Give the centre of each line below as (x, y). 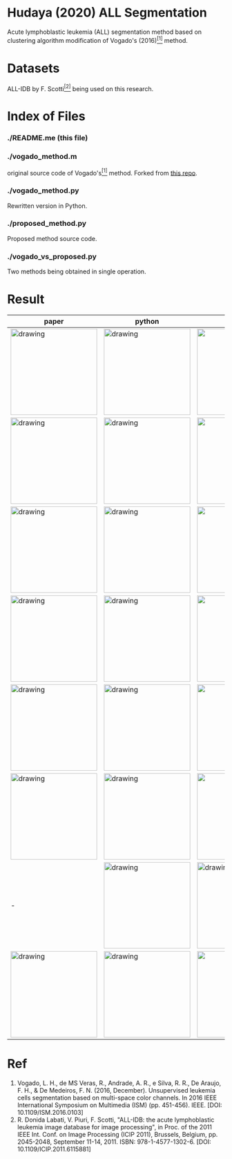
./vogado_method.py (43, 191)
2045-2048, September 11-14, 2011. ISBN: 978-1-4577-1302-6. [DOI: (114, 1142)
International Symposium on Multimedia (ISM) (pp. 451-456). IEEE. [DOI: (119, 1105)
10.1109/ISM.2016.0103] (50, 1113)
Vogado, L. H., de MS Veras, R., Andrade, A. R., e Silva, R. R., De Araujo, (119, 1083)
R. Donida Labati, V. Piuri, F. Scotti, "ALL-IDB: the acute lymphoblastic (116, 1120)
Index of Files (46, 116)
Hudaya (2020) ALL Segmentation (107, 13)
